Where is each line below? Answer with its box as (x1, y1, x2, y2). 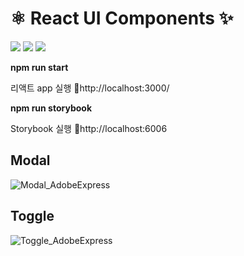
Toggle (10, 208, 55, 225)
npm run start (10, 61, 69, 73)
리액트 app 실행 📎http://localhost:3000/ (10, 82, 170, 94)
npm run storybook (10, 102, 92, 114)
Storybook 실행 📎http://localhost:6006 (10, 122, 168, 134)
